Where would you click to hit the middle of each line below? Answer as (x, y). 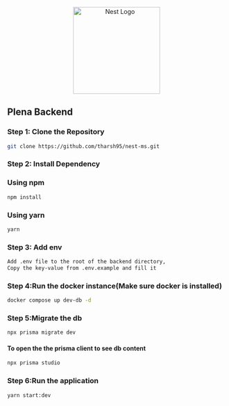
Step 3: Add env (35, 247)
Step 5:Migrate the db (44, 318)
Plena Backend (40, 112)
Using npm (26, 183)
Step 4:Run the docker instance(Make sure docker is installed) (114, 286)
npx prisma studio (34, 363)
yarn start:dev (29, 395)
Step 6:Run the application (53, 381)
